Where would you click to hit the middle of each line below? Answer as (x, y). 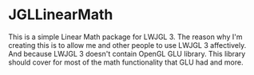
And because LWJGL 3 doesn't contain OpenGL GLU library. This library (127, 53)
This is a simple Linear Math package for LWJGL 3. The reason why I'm (125, 37)
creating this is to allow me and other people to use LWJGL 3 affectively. (127, 45)
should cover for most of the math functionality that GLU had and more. (126, 62)
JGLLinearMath (61, 15)
